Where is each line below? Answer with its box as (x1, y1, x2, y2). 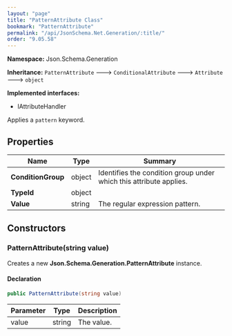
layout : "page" (7, 10, 51, 17)
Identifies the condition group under (97, 167, 215, 177)
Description (77, 306, 117, 315)
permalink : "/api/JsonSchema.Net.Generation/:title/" (7, 29, 166, 37)
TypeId (10, 187, 35, 197)
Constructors (7, 223, 66, 234)
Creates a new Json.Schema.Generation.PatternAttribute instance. (7, 259, 202, 267)
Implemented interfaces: (7, 89, 80, 97)
